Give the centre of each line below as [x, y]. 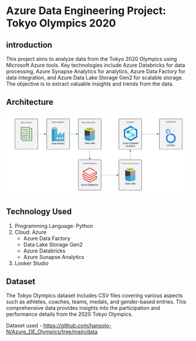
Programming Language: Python [54, 226]
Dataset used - [24, 326]
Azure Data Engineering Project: [86, 11]
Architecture [30, 102]
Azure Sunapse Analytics [54, 257]
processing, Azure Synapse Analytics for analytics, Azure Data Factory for [96, 71]
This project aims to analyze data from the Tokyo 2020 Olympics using [92, 59]
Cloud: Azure [31, 232]
